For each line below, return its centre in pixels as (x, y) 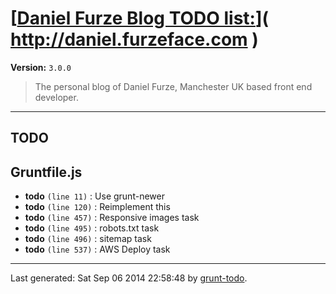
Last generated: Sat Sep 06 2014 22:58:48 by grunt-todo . (129, 278)
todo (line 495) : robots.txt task (92, 228)
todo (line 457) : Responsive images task (112, 218)
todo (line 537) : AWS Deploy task (97, 249)
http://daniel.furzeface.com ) (134, 39)
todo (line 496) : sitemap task (88, 239)
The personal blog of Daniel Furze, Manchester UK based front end (173, 86)
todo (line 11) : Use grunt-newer (94, 196)
